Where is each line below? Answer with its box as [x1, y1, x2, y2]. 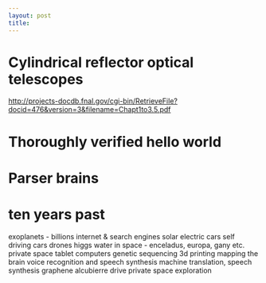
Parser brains [8, 169, 100, 187]
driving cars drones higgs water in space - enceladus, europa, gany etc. [8, 240, 245, 250]
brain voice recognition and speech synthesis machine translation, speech [8, 257, 252, 266]
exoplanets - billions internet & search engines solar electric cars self [8, 231, 235, 241]
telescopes [8, 70, 84, 88]
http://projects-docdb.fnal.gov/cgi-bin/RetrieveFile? [8, 96, 178, 106]
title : [8, 19, 30, 27]
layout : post [8, 11, 52, 20]
